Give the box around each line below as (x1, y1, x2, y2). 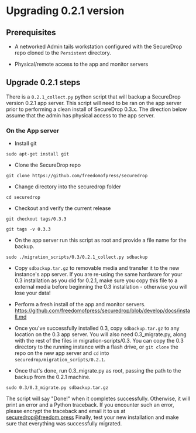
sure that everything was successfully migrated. (6, 420, 122, 427)
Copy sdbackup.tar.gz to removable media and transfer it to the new (14, 265, 180, 272)
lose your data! (14, 289, 51, 297)
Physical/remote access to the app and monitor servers (14, 60, 149, 67)
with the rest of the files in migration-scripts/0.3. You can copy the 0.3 (14, 337, 184, 344)
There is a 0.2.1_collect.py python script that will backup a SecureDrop (6, 93, 181, 100)
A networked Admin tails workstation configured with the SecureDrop (14, 43, 183, 50)
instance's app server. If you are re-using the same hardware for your (14, 271, 183, 278)
